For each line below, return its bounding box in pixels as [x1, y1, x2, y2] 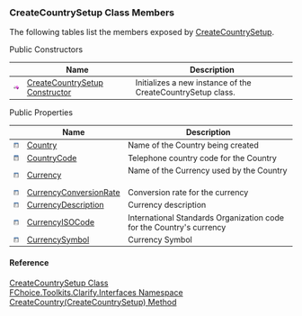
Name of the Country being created [127, 140, 259, 150]
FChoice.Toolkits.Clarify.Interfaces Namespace [9, 286, 183, 298]
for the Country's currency [127, 221, 226, 232]
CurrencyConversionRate [26, 187, 120, 198]
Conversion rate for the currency [127, 187, 249, 198]
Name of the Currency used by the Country [127, 165, 288, 176]
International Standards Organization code [127, 212, 285, 222]
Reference [9, 257, 49, 267]
